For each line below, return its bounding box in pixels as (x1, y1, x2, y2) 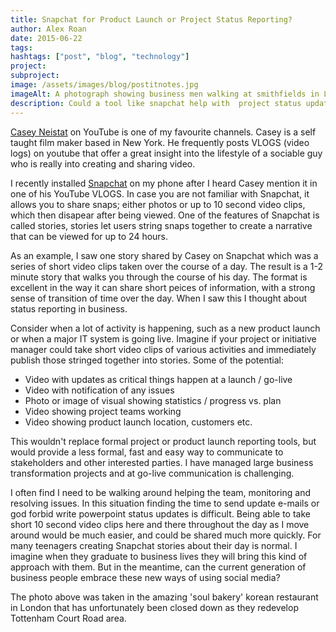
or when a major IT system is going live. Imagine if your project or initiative (10, 332, 317, 345)
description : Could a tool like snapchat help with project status (10, 98, 302, 108)
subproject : (10, 71, 60, 81)
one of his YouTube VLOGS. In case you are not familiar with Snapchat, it (10, 187, 310, 200)
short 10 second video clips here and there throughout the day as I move (10, 518, 310, 530)
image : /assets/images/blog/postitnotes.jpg (10, 80, 199, 90)
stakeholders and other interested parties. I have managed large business (10, 456, 314, 468)
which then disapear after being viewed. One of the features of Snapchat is (10, 209, 320, 221)
